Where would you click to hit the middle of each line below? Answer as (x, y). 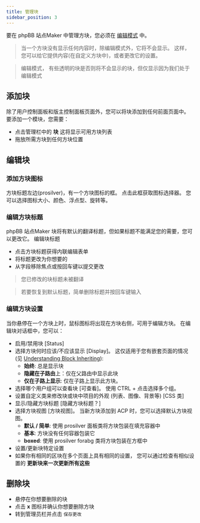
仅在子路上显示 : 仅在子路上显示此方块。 (72, 381)
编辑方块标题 (25, 217)
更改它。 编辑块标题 (36, 239)
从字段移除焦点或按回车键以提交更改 (59, 266)
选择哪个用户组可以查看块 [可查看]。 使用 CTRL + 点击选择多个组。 (97, 388)
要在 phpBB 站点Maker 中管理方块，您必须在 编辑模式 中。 (78, 35)
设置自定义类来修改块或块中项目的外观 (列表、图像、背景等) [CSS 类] (99, 396)
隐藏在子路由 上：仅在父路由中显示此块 (71, 373)
